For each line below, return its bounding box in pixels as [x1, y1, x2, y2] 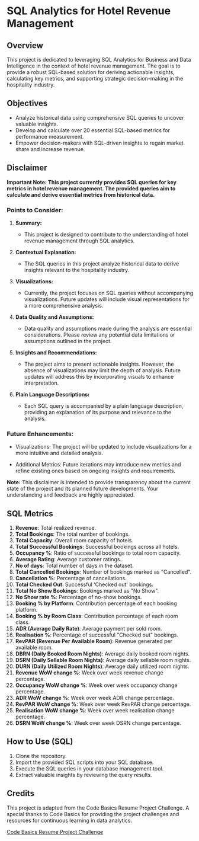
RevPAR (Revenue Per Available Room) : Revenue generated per [15, 638, 173, 645]
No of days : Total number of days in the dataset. [15, 562, 134, 570]
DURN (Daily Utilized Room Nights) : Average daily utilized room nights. [15, 663, 190, 670]
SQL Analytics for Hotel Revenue [7, 4, 171, 18]
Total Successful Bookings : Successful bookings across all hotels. [15, 543, 179, 551]
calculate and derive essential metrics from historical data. [7, 191, 155, 198]
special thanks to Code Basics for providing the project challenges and [7, 810, 179, 817]
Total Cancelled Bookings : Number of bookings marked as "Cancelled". [15, 568, 192, 575]
